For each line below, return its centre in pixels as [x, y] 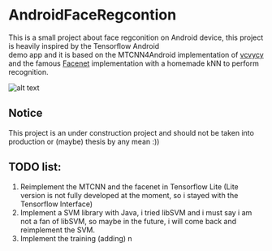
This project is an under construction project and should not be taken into [131, 132]
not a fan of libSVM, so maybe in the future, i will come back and [128, 221]
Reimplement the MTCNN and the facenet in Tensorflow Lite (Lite [130, 186]
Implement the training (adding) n [76, 238]
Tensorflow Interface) [56, 204]
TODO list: [35, 167]
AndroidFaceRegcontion [93, 15]
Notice [26, 113]
